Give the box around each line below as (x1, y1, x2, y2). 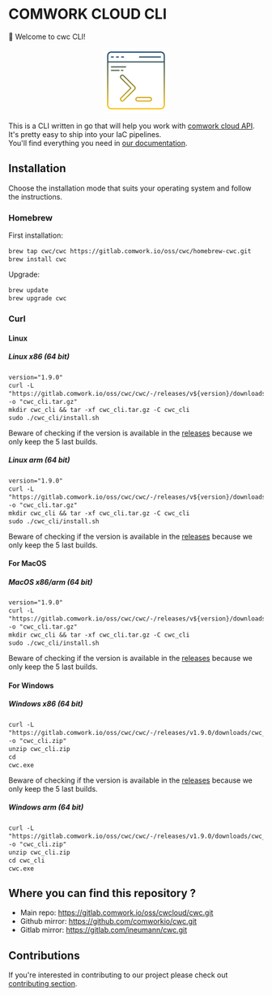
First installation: (8, 230, 63, 240)
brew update (8, 286, 49, 294)
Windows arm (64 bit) (8, 802, 84, 812)
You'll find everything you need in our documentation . (8, 138, 188, 148)
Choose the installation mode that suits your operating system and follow (8, 183, 253, 193)
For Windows (8, 680, 54, 690)
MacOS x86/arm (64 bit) (8, 577, 93, 586)
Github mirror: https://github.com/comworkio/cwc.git (19, 917, 197, 926)
